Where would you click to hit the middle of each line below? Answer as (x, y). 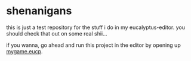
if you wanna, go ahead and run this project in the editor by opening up (93, 45)
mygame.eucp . (24, 51)
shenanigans (39, 11)
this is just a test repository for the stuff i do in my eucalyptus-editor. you (95, 27)
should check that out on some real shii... (57, 33)
